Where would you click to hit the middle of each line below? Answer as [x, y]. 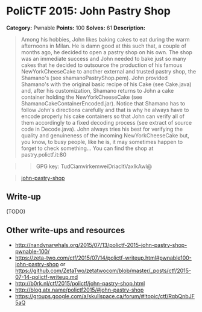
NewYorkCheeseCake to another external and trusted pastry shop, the [109, 71]
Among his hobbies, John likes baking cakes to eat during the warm [105, 39]
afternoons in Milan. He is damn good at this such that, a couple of [104, 46]
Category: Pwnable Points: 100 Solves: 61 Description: [76, 28]
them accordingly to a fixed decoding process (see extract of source [106, 122]
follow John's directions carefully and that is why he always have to [105, 110]
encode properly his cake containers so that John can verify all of [103, 116]
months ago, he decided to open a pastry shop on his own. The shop [107, 52]
